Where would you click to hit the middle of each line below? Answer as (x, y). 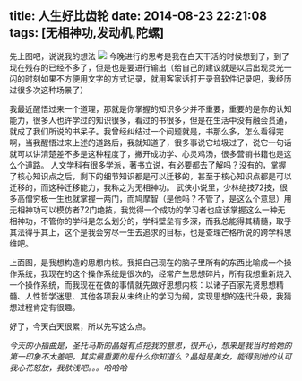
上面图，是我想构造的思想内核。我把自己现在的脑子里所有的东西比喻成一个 (147, 262)
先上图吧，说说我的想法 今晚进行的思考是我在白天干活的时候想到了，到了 (149, 56)
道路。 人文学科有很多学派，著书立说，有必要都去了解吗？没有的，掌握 (155, 165)
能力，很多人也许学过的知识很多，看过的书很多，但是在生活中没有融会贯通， (151, 120)
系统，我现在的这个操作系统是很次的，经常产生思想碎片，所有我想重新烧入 (154, 273)
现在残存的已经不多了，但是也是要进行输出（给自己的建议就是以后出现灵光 (147, 67)
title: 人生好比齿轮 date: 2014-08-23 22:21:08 (138, 16)
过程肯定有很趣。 (48, 307)
